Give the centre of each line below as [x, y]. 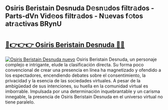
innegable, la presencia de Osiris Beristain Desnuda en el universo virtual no [84, 97]
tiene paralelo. [20, 102]
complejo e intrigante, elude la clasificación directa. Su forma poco [75, 65]
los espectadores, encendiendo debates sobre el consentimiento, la [75, 75]
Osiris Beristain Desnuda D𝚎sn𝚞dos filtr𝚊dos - [80, 8]
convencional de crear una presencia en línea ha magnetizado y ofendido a [83, 70]
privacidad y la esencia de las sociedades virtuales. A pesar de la [73, 81]
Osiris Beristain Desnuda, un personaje [116, 59]
